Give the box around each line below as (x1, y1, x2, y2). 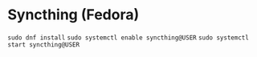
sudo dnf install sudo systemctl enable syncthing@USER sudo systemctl (7, 34, 250, 42)
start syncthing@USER (7, 40, 80, 49)
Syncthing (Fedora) (7, 6, 140, 24)
